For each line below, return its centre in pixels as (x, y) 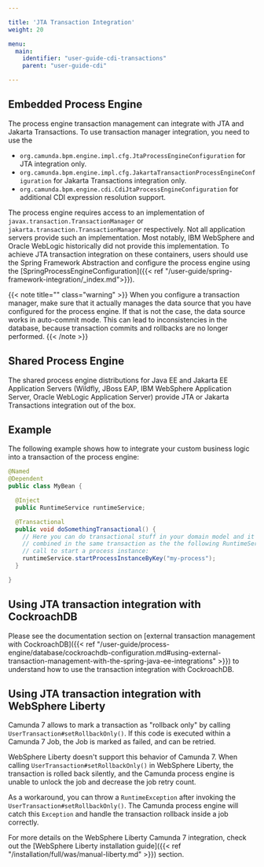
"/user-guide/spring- (199, 271)
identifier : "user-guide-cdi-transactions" (95, 59)
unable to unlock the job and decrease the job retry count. (102, 782)
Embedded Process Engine (75, 104)
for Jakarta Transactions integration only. (120, 180)
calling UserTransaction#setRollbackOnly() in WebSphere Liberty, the (121, 766)
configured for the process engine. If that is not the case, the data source (127, 311)
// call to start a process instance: (86, 552)
